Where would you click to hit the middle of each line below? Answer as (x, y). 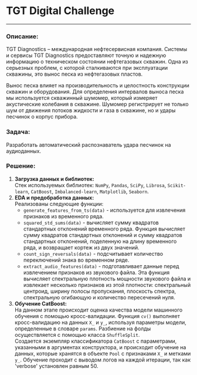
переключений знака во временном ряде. (76, 260)
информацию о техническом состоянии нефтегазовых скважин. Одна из (97, 62)
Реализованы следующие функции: (59, 204)
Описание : (22, 36)
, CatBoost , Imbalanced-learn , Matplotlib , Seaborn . (89, 191)
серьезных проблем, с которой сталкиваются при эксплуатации (87, 68)
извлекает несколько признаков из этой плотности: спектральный (107, 285)
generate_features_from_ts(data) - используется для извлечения (104, 210)
